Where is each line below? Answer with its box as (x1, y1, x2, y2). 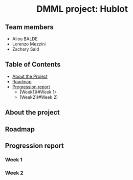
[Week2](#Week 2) (19, 94, 58, 100)
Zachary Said (12, 46, 39, 52)
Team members (5, 23, 54, 31)
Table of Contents (5, 60, 61, 69)
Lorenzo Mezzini (12, 41, 46, 47)
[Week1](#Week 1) (19, 89, 56, 95)
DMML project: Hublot (36, 3, 128, 15)
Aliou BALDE (12, 36, 38, 42)
